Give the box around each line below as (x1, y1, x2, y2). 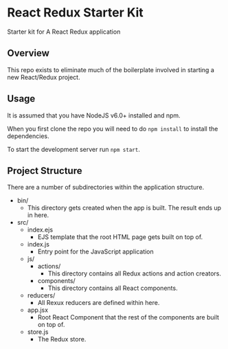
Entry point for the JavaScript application (37, 247, 155, 256)
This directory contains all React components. (47, 284, 178, 293)
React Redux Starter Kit (7, 5, 144, 21)
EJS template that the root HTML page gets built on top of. (37, 233, 203, 241)
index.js (27, 240, 50, 249)
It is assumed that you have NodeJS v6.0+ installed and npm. (7, 111, 181, 120)
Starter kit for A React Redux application (7, 27, 121, 36)
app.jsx (27, 306, 49, 314)
